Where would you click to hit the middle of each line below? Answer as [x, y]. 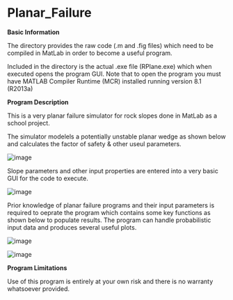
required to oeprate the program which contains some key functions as [109, 212]
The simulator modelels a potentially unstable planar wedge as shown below [116, 136]
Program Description [38, 102]
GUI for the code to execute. [48, 178]
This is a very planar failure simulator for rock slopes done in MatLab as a [112, 116]
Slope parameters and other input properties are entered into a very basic [113, 171]
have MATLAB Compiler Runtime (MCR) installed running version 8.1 [104, 81]
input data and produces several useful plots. [72, 227]
